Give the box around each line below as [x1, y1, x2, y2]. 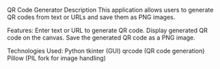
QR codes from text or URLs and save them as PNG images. [7, 13, 176, 21]
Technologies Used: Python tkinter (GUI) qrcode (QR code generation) [7, 47, 205, 55]
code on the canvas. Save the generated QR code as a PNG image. [7, 33, 196, 42]
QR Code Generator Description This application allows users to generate [7, 6, 214, 14]
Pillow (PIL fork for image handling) [7, 54, 106, 62]
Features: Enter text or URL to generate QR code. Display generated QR [7, 27, 208, 34]
